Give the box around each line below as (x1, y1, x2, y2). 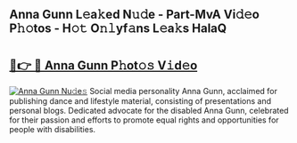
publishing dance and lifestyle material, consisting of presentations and (9, 96, 272, 106)
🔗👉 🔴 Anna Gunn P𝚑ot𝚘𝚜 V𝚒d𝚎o (9, 58, 198, 73)
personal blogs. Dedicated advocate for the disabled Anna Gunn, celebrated (9, 106, 289, 115)
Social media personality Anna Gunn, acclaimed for (88, 86, 278, 96)
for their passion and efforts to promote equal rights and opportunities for (9, 115, 279, 125)
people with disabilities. (9, 124, 96, 134)
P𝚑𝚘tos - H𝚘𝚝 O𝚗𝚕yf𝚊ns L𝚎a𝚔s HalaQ (9, 21, 227, 36)
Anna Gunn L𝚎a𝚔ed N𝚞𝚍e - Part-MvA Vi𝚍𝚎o (9, 7, 260, 22)
